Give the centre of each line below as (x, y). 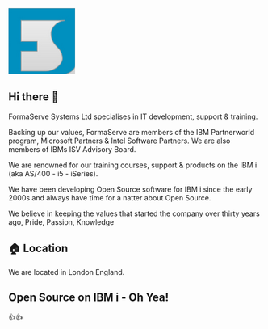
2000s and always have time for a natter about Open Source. (110, 197)
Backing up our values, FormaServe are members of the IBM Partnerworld (132, 132)
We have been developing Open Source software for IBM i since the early (130, 189)
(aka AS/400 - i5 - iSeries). (53, 173)
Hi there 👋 (33, 97)
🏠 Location (38, 249)
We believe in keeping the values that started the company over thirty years (134, 213)
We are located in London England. (67, 272)
